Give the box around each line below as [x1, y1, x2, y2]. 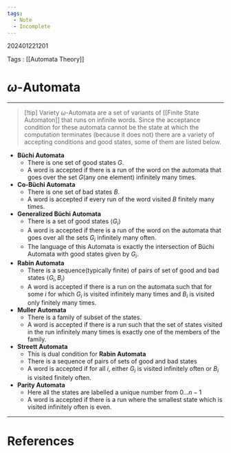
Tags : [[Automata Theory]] [7, 55, 85, 63]
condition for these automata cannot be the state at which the [23, 123, 199, 132]
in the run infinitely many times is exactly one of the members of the [27, 328, 221, 336]
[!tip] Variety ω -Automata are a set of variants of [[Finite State [23, 108, 199, 117]
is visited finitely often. [27, 374, 91, 382]
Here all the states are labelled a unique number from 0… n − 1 [27, 388, 202, 396]
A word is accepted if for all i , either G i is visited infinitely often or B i [27, 365, 219, 374]
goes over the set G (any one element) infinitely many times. [27, 173, 197, 181]
